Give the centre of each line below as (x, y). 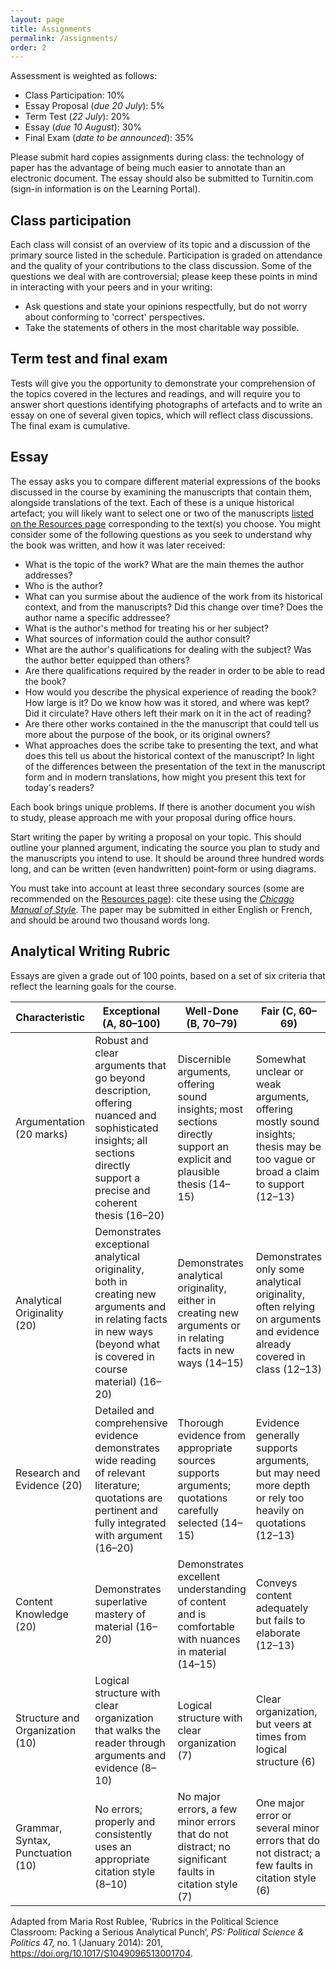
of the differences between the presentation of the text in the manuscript (175, 766)
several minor (287, 1828)
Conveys (276, 1583)
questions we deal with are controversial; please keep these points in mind (164, 277)
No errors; (118, 1809)
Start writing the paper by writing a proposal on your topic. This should (156, 837)
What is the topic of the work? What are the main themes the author (164, 564)
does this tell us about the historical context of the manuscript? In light (169, 755)
